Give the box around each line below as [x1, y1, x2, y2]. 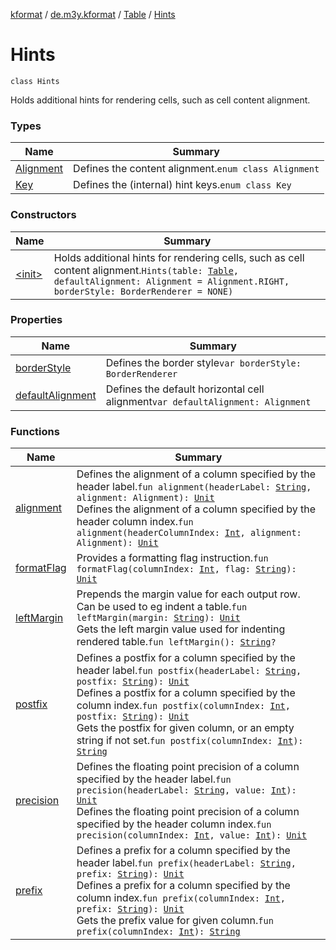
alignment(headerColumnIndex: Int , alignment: [76, 527, 302, 539]
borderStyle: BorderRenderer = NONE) [53, 285, 234, 297]
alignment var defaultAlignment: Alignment [105, 394, 312, 408]
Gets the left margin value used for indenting [76, 622, 286, 636]
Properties [10, 313, 63, 327]
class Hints [10, 76, 60, 86]
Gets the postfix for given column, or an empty [76, 721, 295, 735]
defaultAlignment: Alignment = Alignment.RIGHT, [53, 275, 290, 287]
